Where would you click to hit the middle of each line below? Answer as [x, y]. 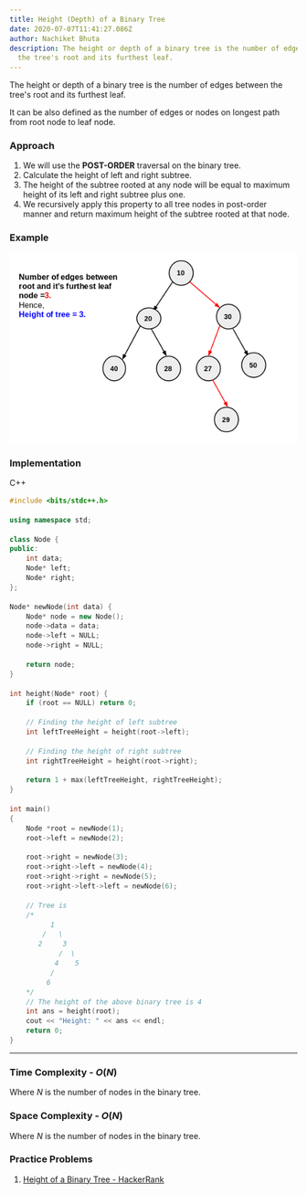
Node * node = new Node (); [75, 617]
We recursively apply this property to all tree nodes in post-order [145, 205]
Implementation [46, 463]
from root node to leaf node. [63, 122]
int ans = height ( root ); [73, 1011]
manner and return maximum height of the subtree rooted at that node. [156, 214]
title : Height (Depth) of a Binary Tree [88, 19]
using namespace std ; [51, 520]
